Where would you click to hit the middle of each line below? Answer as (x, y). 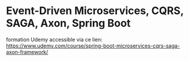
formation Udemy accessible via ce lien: (54, 39)
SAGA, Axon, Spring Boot (68, 23)
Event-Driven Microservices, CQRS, (95, 11)
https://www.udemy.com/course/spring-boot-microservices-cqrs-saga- (93, 46)
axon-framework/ (27, 52)
